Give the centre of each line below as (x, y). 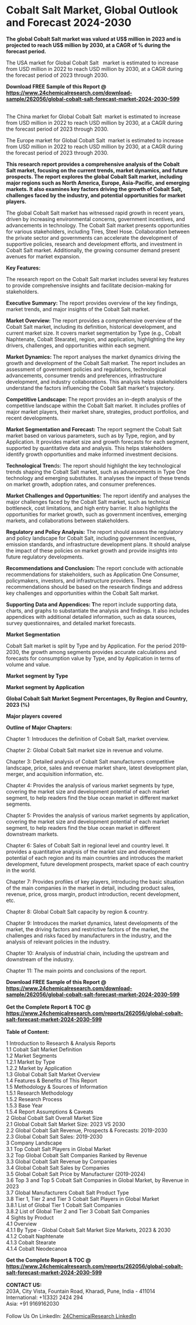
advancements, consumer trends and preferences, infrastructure (84, 375)
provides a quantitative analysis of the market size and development (88, 851)
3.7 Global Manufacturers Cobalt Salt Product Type (68, 1193)
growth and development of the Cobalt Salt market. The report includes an (96, 363)
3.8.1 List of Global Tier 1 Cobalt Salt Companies (64, 1205)
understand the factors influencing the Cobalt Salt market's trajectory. (90, 388)
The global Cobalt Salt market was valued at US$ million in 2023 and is (94, 39)
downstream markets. (32, 834)
